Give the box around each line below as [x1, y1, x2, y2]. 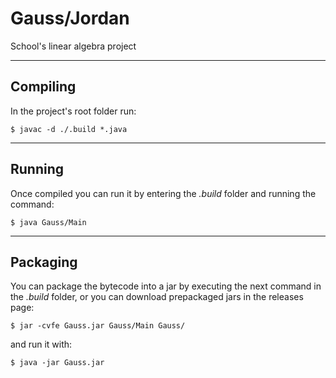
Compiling [10, 78, 77, 96]
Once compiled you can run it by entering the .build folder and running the [10, 187, 317, 199]
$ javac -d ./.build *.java [10, 124, 128, 134]
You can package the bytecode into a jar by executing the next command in [10, 280, 322, 292]
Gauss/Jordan [10, 7, 130, 30]
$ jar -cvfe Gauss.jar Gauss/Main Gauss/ [10, 321, 186, 331]
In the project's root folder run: [10, 105, 137, 117]
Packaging [10, 253, 78, 271]
